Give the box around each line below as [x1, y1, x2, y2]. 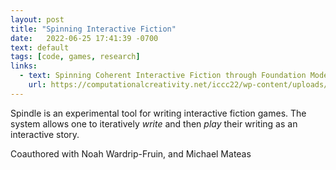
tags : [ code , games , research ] [10, 52, 141, 62]
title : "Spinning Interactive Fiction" [10, 24, 177, 34]
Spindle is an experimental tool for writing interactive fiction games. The [10, 107, 307, 119]
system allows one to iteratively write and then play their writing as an [10, 117, 298, 130]
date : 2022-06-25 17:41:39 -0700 [10, 33, 159, 43]
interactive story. [10, 128, 80, 140]
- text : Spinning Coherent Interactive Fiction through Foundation [19, 71, 307, 81]
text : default [10, 42, 70, 53]
